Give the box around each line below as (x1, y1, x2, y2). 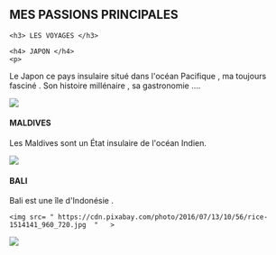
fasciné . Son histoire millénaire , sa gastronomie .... (9, 80, 201, 91)
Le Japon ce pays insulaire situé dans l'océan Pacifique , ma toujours (9, 70, 267, 81)
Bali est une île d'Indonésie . (9, 196, 115, 206)
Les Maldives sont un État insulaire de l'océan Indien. (9, 138, 207, 149)
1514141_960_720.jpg (9, 221, 87, 230)
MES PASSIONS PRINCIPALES (9, 7, 179, 23)
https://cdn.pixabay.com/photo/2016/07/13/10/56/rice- (57, 213, 269, 222)
